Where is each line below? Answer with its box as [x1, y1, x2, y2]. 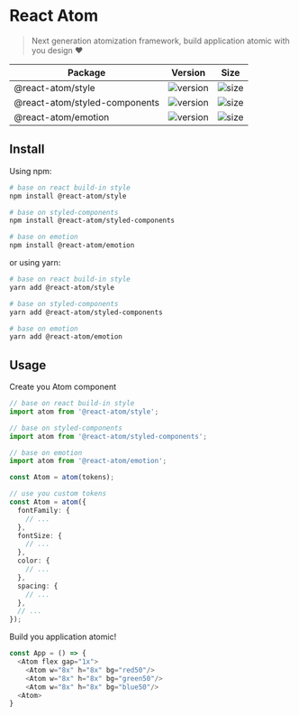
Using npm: [9, 165, 52, 176]
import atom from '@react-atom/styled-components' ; [9, 432, 207, 441]
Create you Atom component [9, 381, 117, 393]
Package [67, 66, 106, 79]
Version [170, 66, 205, 79]
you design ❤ [31, 44, 84, 55]
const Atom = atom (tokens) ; [9, 473, 115, 482]
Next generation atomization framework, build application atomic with [31, 35, 290, 46]
